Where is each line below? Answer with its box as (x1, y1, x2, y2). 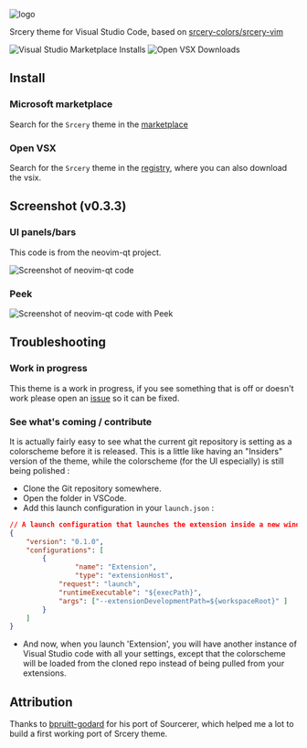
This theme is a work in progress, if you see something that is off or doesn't (9, 382, 294, 393)
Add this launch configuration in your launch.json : (22, 502, 215, 513)
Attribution (9, 694, 73, 710)
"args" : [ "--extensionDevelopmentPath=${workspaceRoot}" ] (58, 596, 288, 605)
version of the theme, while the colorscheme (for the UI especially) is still (9, 455, 285, 466)
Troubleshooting (9, 335, 107, 350)
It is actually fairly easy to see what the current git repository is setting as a (9, 435, 292, 447)
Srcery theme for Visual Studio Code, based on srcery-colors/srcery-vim (9, 27, 283, 37)
